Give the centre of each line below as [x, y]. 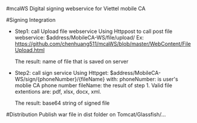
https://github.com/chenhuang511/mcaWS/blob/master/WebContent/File [103, 44]
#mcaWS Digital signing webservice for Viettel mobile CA [76, 9]
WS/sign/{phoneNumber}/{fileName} [60, 79]
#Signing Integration [31, 20]
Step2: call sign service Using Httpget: [62, 73]
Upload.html [30, 50]
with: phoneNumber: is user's [142, 79]
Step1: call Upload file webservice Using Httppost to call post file [93, 31]
